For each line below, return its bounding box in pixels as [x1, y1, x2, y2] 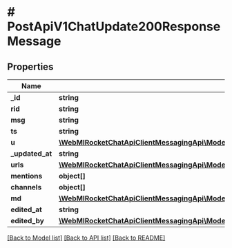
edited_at [10, 205, 43, 214]
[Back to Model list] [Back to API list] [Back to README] [7, 234, 166, 242]
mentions [10, 172, 43, 180]
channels [10, 183, 42, 192]
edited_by [10, 216, 45, 225]
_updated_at [10, 149, 52, 158]
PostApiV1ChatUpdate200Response [7, 19, 221, 34]
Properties [7, 61, 54, 72]
